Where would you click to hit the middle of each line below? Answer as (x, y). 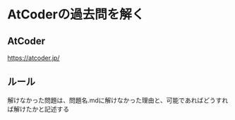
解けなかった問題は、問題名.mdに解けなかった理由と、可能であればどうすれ (118, 100)
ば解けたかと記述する (38, 109)
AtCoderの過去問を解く (76, 14)
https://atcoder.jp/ (34, 58)
